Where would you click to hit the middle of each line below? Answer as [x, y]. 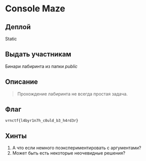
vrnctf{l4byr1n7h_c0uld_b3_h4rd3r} [42, 121]
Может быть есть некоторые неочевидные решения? [69, 153]
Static [11, 39]
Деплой [18, 27]
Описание [22, 82]
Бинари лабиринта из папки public [41, 66]
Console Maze [35, 9]
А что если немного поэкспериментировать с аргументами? [77, 148]
